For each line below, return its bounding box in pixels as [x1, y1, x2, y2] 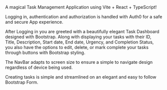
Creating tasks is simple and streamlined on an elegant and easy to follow [5, 74, 157, 80]
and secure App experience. [5, 19, 63, 25]
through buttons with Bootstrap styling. [5, 49, 86, 55]
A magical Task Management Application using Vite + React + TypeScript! [5, 4, 157, 10]
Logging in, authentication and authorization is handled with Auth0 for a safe [5, 14, 163, 19]
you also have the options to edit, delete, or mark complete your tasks [5, 45, 149, 50]
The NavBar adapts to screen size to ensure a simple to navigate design [5, 59, 153, 65]
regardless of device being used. [5, 64, 73, 70]
